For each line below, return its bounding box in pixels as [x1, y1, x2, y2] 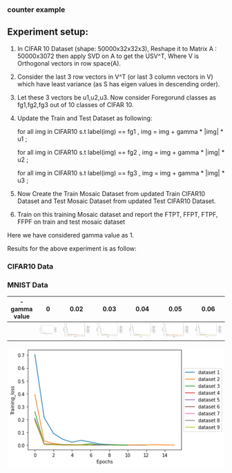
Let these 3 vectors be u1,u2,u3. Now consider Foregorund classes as [17, 93, 216, 102]
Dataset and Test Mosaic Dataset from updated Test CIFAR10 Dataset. [17, 197, 216, 205]
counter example [7, 5, 66, 15]
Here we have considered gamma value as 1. [7, 231, 135, 239]
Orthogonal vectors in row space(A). [17, 59, 122, 67]
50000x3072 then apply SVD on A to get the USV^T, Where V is [17, 52, 200, 60]
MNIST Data [7, 280, 48, 289]
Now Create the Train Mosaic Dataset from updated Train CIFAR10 [17, 189, 206, 197]
